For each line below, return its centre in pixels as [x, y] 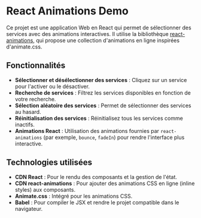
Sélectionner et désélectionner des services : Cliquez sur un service [101, 80]
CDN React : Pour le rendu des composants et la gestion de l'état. [96, 177]
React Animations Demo [67, 11]
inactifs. [25, 125]
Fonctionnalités [36, 66]
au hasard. [28, 111]
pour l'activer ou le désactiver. [52, 86]
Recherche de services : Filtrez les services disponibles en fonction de [103, 93]
